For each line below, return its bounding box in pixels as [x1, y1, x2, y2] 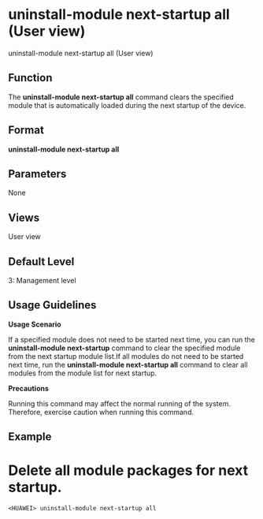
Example [8, 430, 52, 443]
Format [8, 124, 45, 137]
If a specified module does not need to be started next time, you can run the [8, 334, 256, 344]
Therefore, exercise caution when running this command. [8, 407, 194, 416]
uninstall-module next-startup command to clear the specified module [8, 343, 241, 353]
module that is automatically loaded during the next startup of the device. [8, 100, 246, 110]
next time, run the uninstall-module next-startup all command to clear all [8, 360, 248, 369]
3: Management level [8, 276, 76, 285]
